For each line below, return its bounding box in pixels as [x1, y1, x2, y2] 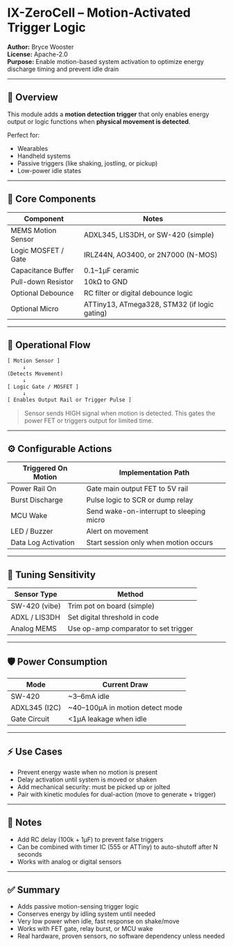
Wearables [17, 144, 49, 152]
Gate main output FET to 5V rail [86, 484, 189, 494]
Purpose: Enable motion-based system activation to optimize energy [7, 57, 205, 65]
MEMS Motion [10, 225, 57, 235]
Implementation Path [119, 468, 190, 478]
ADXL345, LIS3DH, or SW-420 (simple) [83, 229, 215, 239]
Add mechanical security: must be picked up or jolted [17, 782, 171, 791]
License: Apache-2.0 [7, 50, 68, 58]
